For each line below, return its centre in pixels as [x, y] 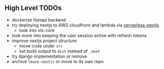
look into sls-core [37, 30]
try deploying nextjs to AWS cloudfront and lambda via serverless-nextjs [85, 25]
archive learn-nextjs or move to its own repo [58, 61]
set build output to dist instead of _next [60, 51]
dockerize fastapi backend [39, 20]
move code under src [41, 46]
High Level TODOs [33, 8]
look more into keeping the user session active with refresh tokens [79, 35]
